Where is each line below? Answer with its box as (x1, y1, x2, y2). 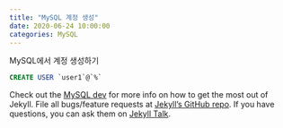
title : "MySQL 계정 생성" (9, 13, 99, 22)
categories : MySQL (9, 30, 78, 38)
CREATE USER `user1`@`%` (9, 73, 102, 82)
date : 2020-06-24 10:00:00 (9, 21, 111, 30)
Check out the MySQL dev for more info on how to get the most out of (9, 90, 269, 100)
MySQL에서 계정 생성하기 (9, 55, 100, 66)
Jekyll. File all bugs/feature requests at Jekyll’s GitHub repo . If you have (9, 99, 275, 110)
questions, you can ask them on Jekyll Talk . (9, 108, 172, 119)
